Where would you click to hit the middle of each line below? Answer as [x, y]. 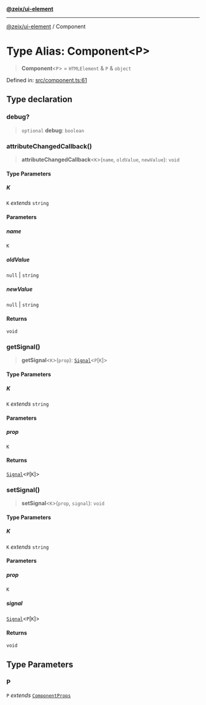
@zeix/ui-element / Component [46, 26]
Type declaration [39, 100]
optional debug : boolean [53, 130]
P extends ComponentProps [39, 695]
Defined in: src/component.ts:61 [47, 80]
